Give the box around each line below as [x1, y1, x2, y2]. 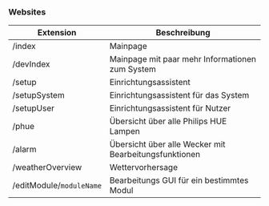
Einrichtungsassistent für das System [109, 90, 250, 101]
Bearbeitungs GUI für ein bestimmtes [109, 175, 249, 186]
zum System [109, 63, 156, 75]
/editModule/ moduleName [12, 180, 102, 191]
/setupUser [12, 103, 54, 114]
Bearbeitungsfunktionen [109, 149, 201, 160]
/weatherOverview [12, 162, 82, 173]
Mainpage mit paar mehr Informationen [109, 54, 257, 65]
